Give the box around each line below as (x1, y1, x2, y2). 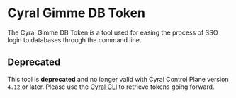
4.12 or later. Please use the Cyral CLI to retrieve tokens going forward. (7, 82, 215, 91)
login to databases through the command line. (7, 35, 142, 44)
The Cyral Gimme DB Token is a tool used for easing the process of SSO (7, 28, 218, 37)
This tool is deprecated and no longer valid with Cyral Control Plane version (7, 75, 229, 83)
